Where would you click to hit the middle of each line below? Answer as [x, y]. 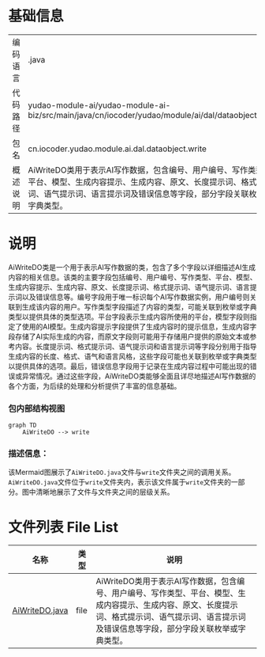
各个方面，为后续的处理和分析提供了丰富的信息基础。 [95, 385]
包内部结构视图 [37, 408]
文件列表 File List [63, 527]
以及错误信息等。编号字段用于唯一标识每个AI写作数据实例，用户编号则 [136, 297]
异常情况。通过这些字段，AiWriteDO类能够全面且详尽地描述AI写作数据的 [139, 376]
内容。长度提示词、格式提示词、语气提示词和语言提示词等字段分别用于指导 [136, 346]
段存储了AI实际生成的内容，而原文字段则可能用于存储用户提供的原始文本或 [129, 336]
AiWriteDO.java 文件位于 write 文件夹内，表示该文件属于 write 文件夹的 [119, 482]
